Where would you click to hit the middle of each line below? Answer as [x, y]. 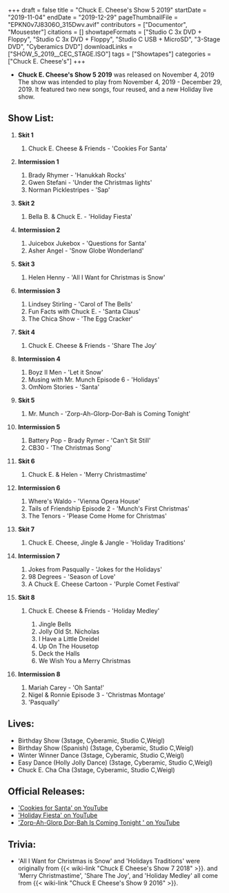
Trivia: [22, 844]
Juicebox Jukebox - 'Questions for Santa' [87, 243]
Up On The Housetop [69, 646]
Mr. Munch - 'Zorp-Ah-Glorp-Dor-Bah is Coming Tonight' [109, 413]
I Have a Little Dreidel [69, 638]
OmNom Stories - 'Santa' [64, 386]
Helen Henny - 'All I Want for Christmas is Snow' [97, 277]
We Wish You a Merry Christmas [84, 660]
